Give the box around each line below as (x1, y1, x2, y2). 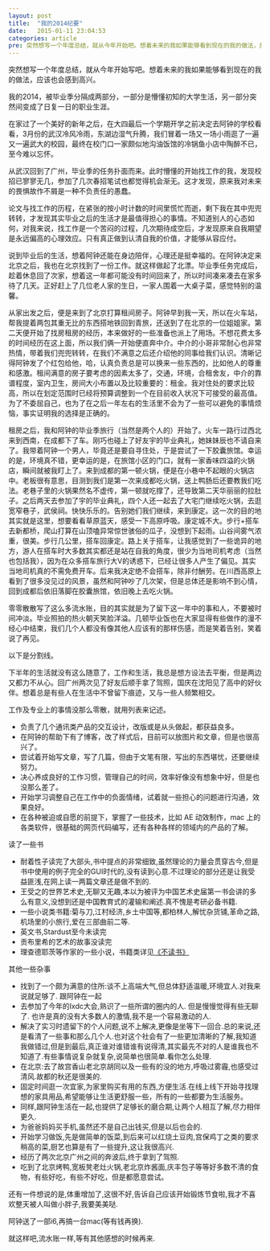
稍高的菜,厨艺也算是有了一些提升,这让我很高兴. (19, 1142, 174, 1152)
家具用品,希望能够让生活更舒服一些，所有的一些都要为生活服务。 (34, 1092, 247, 1101)
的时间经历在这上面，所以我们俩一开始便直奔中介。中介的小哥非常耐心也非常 (8, 338, 262, 348)
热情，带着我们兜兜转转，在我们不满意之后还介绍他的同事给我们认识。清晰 (8, 348, 255, 358)
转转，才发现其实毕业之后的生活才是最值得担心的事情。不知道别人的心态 (8, 214, 247, 224)
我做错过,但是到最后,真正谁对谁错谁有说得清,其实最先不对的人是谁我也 (19, 1042, 252, 1052)
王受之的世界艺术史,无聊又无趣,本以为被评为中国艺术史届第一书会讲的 (19, 887, 250, 896)
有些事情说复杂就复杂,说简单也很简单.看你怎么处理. (43, 1052, 211, 1061)
